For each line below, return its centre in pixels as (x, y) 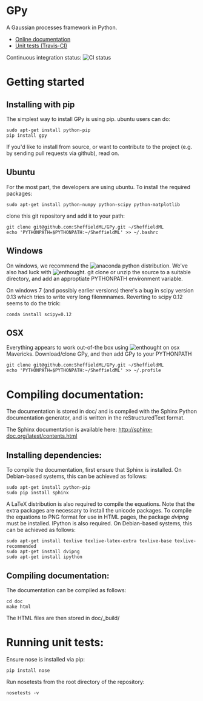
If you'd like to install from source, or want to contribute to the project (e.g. (99, 147)
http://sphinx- (135, 430)
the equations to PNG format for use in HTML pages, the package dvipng (98, 517)
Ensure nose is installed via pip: (46, 659)
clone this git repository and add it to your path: (66, 216)
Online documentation (43, 39)
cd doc (15, 601)
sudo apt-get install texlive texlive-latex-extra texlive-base (89, 541)
